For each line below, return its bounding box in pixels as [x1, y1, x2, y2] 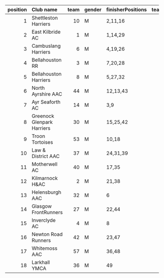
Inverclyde [31, 217, 56, 223]
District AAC [31, 153, 60, 159]
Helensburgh [31, 189, 61, 196]
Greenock [31, 113, 55, 119]
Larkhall [31, 259, 50, 265]
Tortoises [31, 139, 53, 145]
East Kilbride [31, 29, 61, 35]
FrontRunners [31, 209, 63, 216]
